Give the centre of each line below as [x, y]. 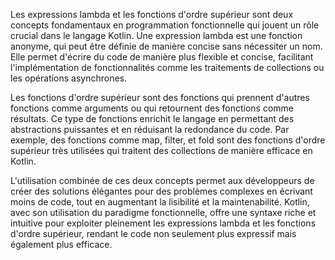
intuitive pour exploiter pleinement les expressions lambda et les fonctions [163, 223]
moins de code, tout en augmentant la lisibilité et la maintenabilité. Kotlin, [160, 202]
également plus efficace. [61, 244]
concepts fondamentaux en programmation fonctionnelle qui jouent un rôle [165, 25]
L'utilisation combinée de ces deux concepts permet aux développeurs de [162, 180]
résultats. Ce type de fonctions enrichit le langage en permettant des [152, 118]
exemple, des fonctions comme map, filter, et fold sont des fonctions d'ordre [168, 140]
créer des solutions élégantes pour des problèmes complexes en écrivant [161, 191]
